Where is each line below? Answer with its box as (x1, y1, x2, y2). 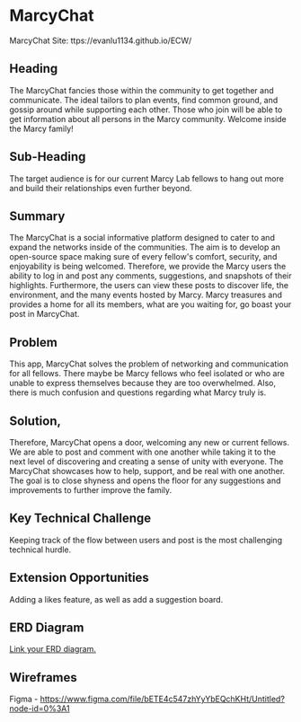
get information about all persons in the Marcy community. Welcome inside (9, 113, 288, 124)
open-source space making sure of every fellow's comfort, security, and (9, 251, 278, 262)
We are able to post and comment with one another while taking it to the (9, 446, 277, 457)
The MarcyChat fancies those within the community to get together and (9, 84, 274, 95)
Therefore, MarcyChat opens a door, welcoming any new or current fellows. (9, 437, 290, 447)
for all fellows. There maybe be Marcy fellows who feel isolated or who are (9, 368, 285, 379)
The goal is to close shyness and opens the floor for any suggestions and (9, 475, 281, 486)
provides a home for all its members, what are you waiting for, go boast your (9, 299, 292, 310)
